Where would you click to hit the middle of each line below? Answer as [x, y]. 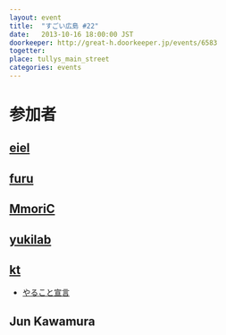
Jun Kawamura [52, 321]
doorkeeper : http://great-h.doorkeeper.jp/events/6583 [113, 43]
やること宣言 [46, 293]
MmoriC [32, 209]
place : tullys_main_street [59, 59]
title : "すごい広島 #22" [54, 26]
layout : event [36, 17]
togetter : [28, 51]
